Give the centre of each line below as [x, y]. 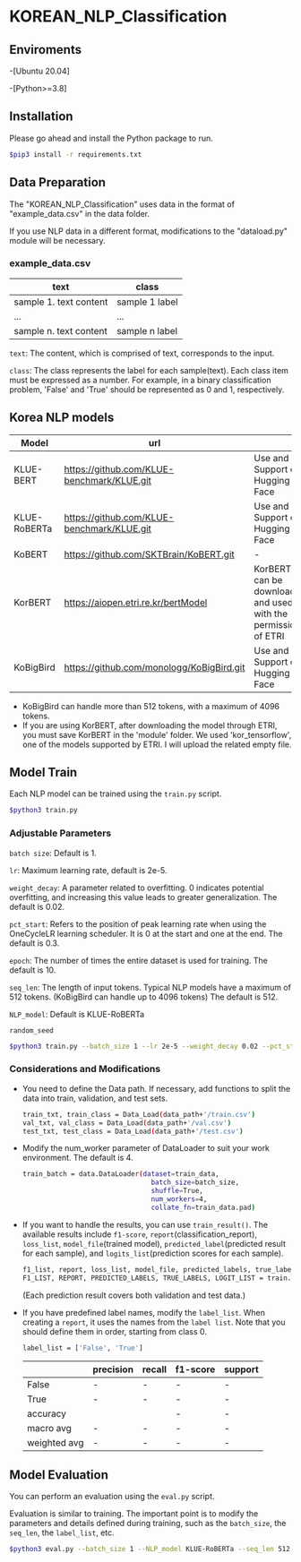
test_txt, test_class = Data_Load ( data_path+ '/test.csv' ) [133, 1131]
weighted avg [55, 1443]
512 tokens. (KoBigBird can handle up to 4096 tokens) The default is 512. [144, 997]
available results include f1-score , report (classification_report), [140, 1234]
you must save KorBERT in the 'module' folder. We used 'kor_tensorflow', [157, 734]
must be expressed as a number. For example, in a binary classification [140, 380]
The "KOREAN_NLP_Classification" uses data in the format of [122, 204]
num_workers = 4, [179, 1199]
